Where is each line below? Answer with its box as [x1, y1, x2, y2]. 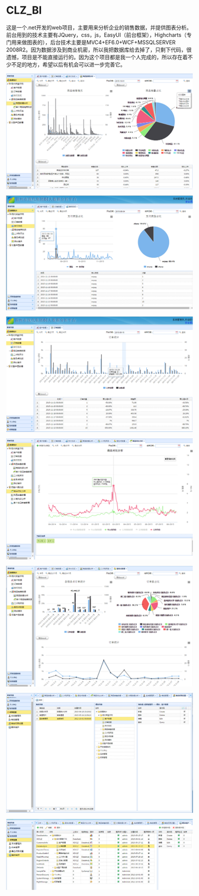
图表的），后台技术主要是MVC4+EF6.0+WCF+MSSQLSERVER [26, 39, 176, 46]
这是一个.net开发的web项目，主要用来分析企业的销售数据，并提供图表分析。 [6, 24, 192, 31]
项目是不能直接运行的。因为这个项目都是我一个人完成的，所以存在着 [21, 53, 188, 60]
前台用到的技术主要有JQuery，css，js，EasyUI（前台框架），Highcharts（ [6, 31, 187, 39]
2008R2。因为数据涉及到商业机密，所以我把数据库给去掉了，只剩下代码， [6, 46, 187, 53]
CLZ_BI [6, 4, 42, 17]
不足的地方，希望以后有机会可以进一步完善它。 [11, 60, 126, 68]
